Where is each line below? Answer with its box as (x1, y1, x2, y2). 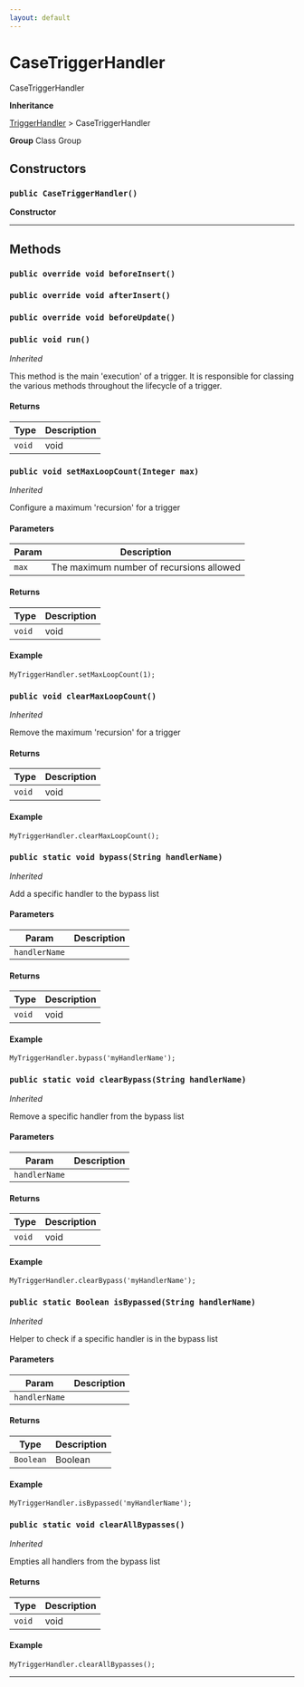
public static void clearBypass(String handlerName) (9, 1075, 247, 1085)
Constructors (9, 160, 87, 177)
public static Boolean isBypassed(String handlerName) (9, 1297, 256, 1307)
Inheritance (9, 100, 54, 111)
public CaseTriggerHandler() (9, 188, 138, 198)
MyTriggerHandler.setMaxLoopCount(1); (9, 670, 156, 680)
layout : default (9, 13, 71, 23)
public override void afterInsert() (9, 291, 171, 301)
